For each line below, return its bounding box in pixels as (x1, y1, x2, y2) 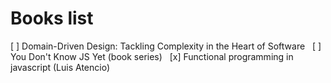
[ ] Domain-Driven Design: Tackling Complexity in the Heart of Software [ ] (10, 40, 322, 52)
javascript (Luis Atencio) (10, 61, 110, 73)
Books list (10, 7, 94, 30)
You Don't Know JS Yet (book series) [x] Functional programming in (10, 50, 294, 62)
